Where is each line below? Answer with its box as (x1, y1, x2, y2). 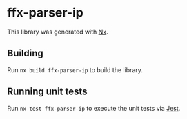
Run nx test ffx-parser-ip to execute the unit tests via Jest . (7, 104, 181, 112)
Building (7, 47, 43, 59)
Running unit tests (7, 86, 88, 98)
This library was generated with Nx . (7, 28, 108, 36)
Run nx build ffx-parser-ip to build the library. (7, 65, 144, 74)
